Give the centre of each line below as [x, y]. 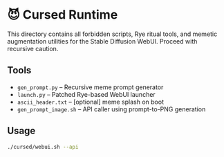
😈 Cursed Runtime [63, 15]
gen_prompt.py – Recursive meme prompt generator [90, 87]
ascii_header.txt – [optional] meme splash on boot [91, 102]
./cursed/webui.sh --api [43, 147]
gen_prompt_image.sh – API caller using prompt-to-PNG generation [111, 109]
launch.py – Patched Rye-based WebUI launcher [86, 94]
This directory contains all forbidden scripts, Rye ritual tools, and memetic [112, 34]
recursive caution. [33, 48]
